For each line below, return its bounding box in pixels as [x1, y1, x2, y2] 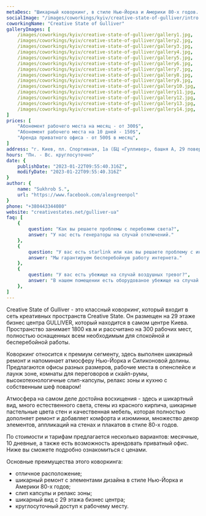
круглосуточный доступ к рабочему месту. [15, 502, 129, 510]
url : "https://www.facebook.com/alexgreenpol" [17, 192, 139, 198]
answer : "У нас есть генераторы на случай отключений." [28, 232, 174, 238]
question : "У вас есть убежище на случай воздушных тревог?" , [28, 272, 191, 278]
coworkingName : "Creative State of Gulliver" [6, 20, 124, 26]
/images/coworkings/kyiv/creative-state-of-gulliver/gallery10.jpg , [17, 84, 196, 90]
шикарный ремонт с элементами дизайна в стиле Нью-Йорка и [15, 476, 183, 483]
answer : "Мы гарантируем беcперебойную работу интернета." [28, 254, 183, 261]
